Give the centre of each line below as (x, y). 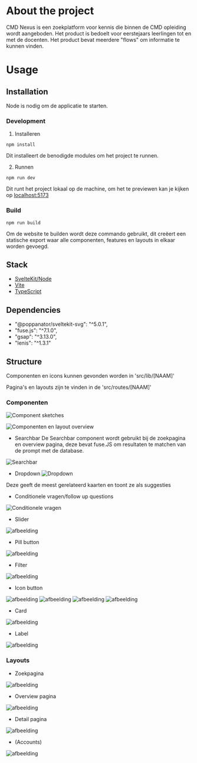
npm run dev (21, 178)
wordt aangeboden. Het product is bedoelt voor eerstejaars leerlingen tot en (99, 33)
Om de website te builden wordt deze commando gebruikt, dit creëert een (96, 234)
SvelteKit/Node (33, 279)
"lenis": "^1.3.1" (33, 343)
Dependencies (33, 310)
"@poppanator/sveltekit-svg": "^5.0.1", (61, 324)
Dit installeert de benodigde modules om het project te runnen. (83, 156)
